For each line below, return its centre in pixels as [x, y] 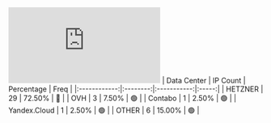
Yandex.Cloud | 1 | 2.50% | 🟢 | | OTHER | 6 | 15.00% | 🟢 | [104, 110]
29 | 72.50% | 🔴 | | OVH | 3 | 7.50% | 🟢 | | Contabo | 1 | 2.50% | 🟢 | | [123, 98]
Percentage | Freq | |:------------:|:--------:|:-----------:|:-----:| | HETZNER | [136, 89]
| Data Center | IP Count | [203, 81]
